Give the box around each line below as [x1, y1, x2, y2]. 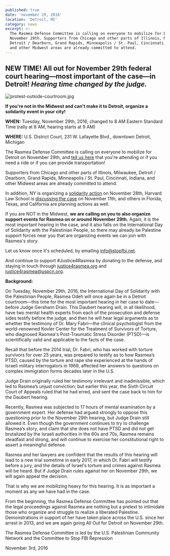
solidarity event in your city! [5, 109, 66, 115]
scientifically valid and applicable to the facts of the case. [5, 336, 125, 343]
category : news [5, 21, 37, 27]
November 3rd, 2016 [5, 545, 48, 551]
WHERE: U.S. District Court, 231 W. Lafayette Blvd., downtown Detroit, [5, 134, 151, 140]
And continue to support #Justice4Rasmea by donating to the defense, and [5, 258, 162, 264]
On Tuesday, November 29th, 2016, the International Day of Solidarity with [5, 288, 160, 294]
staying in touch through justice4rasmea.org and [5, 263, 107, 269]
